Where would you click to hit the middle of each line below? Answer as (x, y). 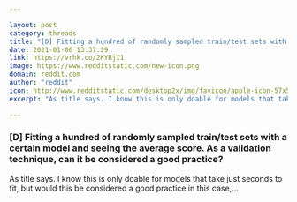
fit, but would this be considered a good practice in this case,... (124, 188)
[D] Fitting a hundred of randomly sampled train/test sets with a (148, 138)
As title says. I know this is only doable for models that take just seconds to (146, 178)
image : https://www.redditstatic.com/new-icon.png (104, 66)
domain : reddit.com (45, 75)
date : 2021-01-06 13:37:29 (59, 49)
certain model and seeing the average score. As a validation (140, 148)
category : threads (43, 33)
